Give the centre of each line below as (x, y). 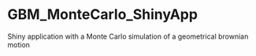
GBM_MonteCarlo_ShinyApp (103, 15)
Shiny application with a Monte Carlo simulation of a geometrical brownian (128, 36)
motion (19, 44)
